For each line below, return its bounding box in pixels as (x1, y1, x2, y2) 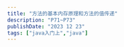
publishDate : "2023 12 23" (7, 23, 85, 30)
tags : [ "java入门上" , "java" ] (7, 29, 89, 37)
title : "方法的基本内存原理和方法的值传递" (7, 10, 118, 17)
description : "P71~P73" (7, 17, 76, 23)
